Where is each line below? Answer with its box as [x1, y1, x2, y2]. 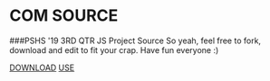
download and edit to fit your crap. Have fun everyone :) [9, 44, 219, 55]
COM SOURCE [9, 5, 119, 26]
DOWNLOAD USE [9, 62, 75, 73]
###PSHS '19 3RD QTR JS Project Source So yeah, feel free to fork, [9, 35, 261, 46]
